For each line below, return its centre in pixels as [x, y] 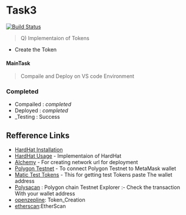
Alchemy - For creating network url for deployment [76, 162]
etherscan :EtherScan [40, 206]
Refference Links [38, 136]
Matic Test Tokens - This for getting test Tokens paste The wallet [93, 175]
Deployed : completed [41, 110]
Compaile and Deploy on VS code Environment [77, 76]
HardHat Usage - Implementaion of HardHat [68, 156]
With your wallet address [45, 194]
